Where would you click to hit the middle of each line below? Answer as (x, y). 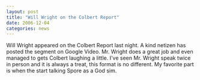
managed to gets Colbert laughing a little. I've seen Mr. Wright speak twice (98, 58)
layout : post (23, 12)
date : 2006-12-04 (28, 23)
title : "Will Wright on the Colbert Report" (63, 17)
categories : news (28, 28)
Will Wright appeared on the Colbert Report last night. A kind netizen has (96, 45)
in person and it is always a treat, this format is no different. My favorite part (100, 64)
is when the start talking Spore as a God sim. (62, 71)
